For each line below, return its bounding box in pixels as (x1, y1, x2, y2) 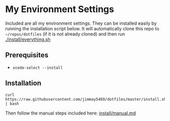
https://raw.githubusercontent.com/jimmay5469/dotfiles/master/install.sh (5, 97, 166, 102)
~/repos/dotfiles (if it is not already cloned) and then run (5, 31, 125, 37)
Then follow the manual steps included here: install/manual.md (5, 110, 136, 116)
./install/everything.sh (5, 36, 51, 42)
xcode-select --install (12, 65, 63, 70)
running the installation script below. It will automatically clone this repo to (5, 25, 159, 31)
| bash (5, 101, 19, 106)
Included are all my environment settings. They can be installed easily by (5, 20, 157, 26)
